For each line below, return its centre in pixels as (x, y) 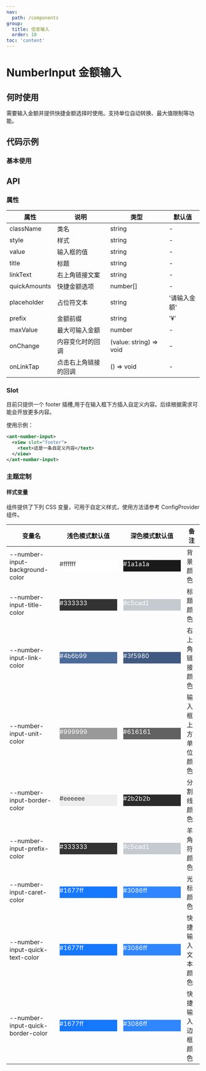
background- (29, 570)
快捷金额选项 (76, 287)
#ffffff (68, 563)
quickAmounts (30, 286)
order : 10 (24, 35)
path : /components (36, 18)
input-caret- (28, 892)
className (25, 229)
